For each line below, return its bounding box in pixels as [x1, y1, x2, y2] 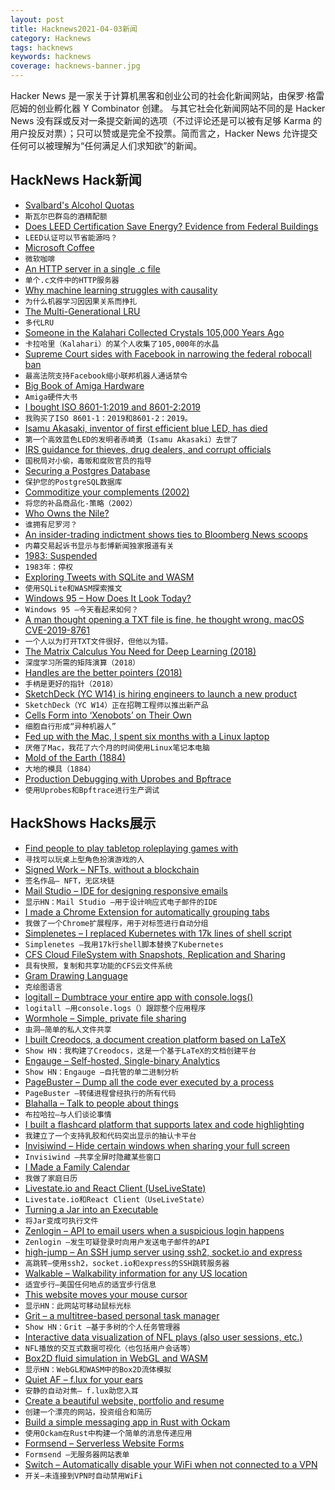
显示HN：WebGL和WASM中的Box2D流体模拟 [24, 1364, 172, 1375]
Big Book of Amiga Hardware [24, 379, 145, 391]
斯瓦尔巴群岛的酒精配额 [24, 211, 108, 221]
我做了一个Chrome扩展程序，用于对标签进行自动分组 [24, 918, 209, 928]
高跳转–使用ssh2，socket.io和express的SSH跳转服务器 [24, 1258, 230, 1268]
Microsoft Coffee [24, 241, 95, 253]
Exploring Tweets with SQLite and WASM [24, 571, 195, 583]
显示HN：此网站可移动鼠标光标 [24, 1301, 132, 1311]
